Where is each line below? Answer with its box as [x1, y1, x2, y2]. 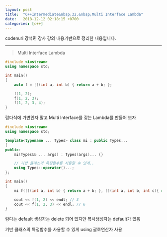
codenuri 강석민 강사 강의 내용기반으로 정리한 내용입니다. [5, 35, 116, 41]
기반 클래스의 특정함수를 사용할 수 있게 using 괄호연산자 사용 [5, 227, 123, 233]
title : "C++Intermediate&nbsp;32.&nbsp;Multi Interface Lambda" [5, 12, 143, 17]
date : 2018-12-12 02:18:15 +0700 [5, 16, 79, 21]
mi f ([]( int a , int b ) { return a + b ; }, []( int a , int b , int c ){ [14, 188, 159, 193]
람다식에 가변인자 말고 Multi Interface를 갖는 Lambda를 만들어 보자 [5, 115, 136, 120]
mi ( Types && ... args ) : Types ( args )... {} [14, 152, 103, 157]
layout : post [5, 7, 32, 12]
